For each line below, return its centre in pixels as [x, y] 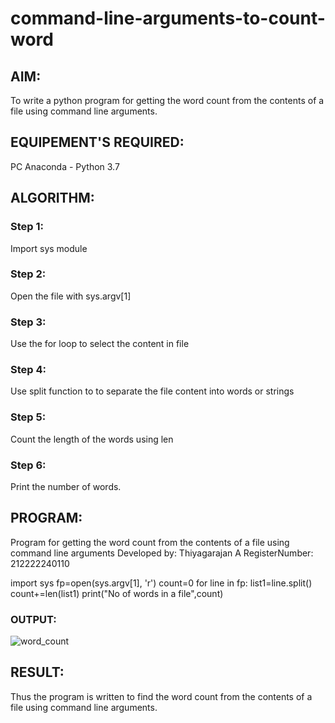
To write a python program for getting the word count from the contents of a [167, 100]
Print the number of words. [66, 486]
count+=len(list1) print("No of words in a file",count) [117, 593]
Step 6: [28, 465]
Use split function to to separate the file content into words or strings [152, 391]
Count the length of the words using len [92, 439]
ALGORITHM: [52, 198]
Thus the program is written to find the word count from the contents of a [161, 696]
